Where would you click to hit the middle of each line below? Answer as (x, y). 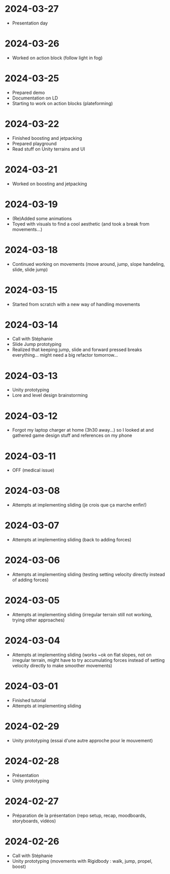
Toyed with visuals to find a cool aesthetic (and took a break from (81, 224)
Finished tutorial (29, 700)
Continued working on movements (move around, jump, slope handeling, (88, 264)
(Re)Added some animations (42, 218)
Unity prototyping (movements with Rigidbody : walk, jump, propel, (82, 861)
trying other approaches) (38, 620)
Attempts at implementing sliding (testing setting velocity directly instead (89, 575)
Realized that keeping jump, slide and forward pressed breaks (77, 349)
